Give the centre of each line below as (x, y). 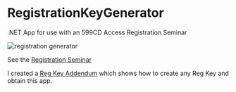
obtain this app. (30, 80)
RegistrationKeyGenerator (86, 13)
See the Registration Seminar (50, 59)
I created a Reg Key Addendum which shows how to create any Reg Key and (118, 73)
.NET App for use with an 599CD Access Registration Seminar (97, 32)
